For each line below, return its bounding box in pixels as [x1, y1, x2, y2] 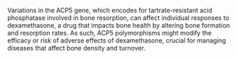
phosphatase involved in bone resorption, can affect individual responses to [7, 14, 229, 22]
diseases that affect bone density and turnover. [7, 44, 145, 52]
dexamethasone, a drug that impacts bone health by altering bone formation [7, 21, 231, 29]
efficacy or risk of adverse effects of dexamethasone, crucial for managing [7, 36, 226, 45]
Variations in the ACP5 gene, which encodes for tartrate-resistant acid [7, 6, 213, 14]
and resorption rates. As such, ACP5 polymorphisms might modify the [7, 28, 212, 37]
